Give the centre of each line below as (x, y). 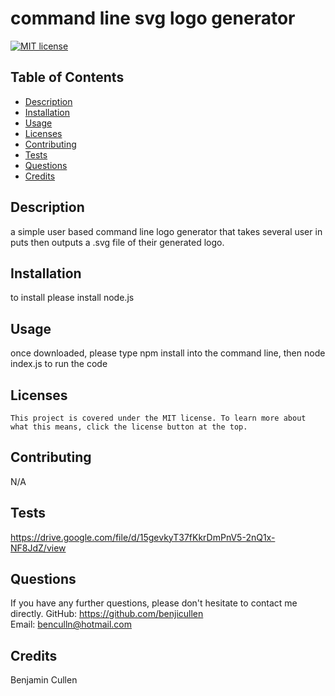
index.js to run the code (59, 364)
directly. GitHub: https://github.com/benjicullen (107, 614)
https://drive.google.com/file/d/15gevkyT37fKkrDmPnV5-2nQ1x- (143, 537)
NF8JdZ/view (38, 548)
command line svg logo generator (153, 18)
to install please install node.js (72, 298)
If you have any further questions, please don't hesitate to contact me (154, 603)
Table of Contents (67, 77)
